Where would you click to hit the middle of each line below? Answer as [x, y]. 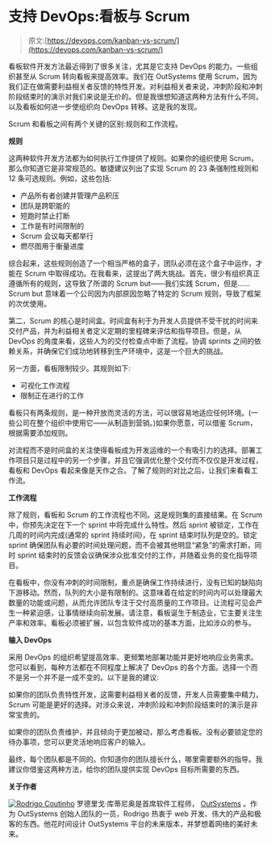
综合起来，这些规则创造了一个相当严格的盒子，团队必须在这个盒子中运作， [132, 263]
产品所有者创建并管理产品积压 [69, 196]
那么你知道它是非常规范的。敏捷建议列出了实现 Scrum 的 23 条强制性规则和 [133, 168]
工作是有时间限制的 [52, 225]
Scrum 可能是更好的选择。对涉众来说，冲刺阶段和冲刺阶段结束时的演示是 [130, 705]
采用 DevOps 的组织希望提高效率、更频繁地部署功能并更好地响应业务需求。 [133, 657]
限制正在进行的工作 [52, 395]
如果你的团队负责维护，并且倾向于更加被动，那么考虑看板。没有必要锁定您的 [135, 731]
